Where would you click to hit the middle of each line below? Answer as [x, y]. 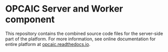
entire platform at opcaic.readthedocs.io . [48, 44]
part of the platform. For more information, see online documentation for [80, 39]
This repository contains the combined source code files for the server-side [84, 33]
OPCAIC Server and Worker [64, 9]
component [30, 19]
